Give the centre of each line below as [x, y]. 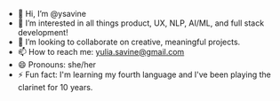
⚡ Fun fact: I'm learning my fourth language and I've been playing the [144, 74]
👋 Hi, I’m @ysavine [52, 14]
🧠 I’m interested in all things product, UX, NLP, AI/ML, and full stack [141, 23]
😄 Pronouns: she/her [56, 65]
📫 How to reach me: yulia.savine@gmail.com [101, 52]
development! [43, 32]
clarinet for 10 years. [55, 87]
